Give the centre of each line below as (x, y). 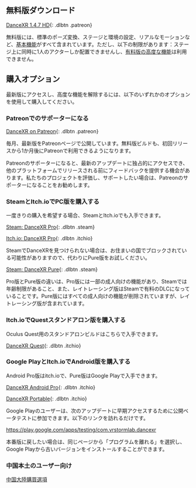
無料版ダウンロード (41, 11)
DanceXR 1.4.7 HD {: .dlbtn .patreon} (49, 25)
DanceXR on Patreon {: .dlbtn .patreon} (52, 131)
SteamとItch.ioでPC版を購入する (53, 202)
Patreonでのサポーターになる (47, 118)
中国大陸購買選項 (27, 480)
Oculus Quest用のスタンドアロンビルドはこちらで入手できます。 (84, 334)
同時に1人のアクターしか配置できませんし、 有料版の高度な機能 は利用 (104, 51)
